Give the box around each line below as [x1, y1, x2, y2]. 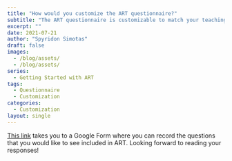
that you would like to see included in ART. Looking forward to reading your [7, 138, 222, 147]
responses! [7, 146, 39, 154]
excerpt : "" [7, 23, 41, 30]
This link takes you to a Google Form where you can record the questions [7, 131, 215, 140]
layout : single [7, 112, 51, 119]
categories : [7, 100, 41, 107]
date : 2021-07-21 [7, 29, 57, 36]
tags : [7, 80, 23, 87]
